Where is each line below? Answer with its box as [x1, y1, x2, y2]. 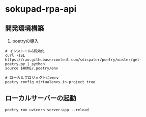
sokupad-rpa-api [5, 3, 77, 15]
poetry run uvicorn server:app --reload [5, 107, 89, 112]
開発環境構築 [5, 24, 44, 32]
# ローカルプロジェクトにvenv [5, 75, 59, 80]
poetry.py [5, 62, 26, 67]
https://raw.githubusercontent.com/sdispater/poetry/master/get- [5, 57, 142, 62]
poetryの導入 [12, 38, 39, 44]
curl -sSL [5, 53, 26, 58]
